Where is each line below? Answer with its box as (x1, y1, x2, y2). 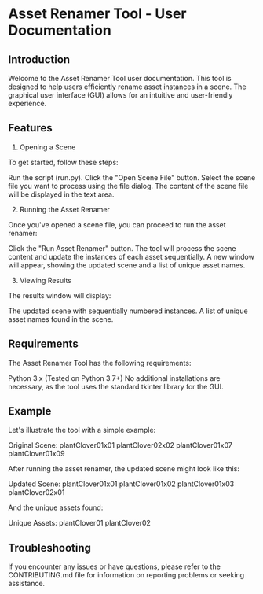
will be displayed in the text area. (8, 190, 115, 199)
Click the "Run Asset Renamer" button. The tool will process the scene (8, 243, 236, 253)
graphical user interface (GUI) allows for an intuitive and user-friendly (8, 90, 233, 99)
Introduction (8, 53, 71, 66)
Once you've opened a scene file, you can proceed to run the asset (8, 220, 226, 229)
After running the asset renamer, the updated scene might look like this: (8, 464, 239, 474)
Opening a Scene (19, 142, 76, 152)
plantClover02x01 (8, 488, 65, 497)
